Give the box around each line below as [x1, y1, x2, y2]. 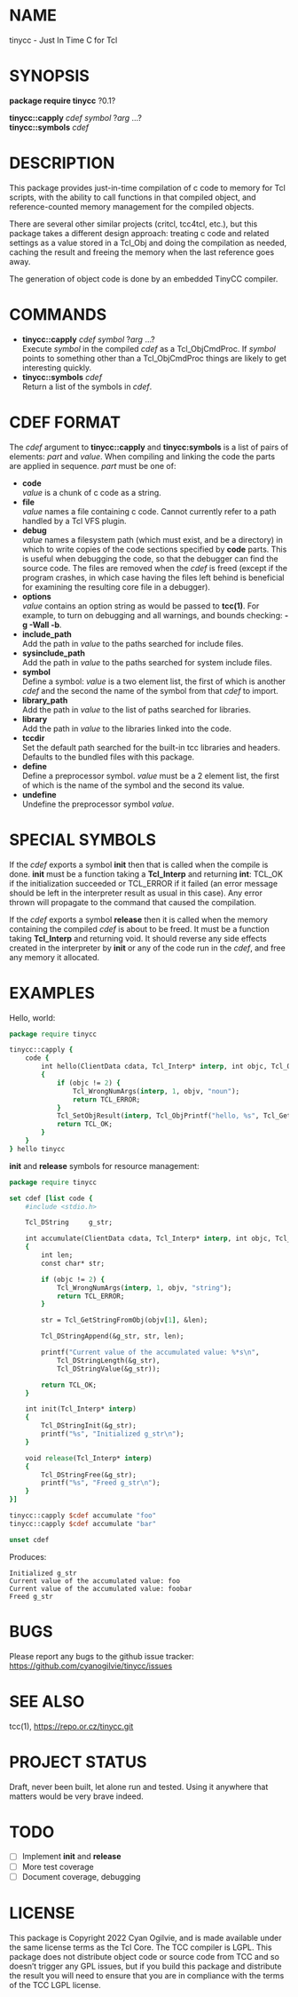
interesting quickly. [21, 362, 92, 373]
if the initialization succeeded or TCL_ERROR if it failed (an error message [9, 878, 278, 888]
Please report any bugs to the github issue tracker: [9, 1651, 195, 1661]
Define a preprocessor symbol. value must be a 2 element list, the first [21, 770, 279, 781]
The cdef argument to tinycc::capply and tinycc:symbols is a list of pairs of [9, 442, 289, 452]
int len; [41, 1251, 74, 1260]
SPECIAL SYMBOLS [9, 830, 157, 849]
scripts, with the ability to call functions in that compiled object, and [9, 192, 256, 203]
